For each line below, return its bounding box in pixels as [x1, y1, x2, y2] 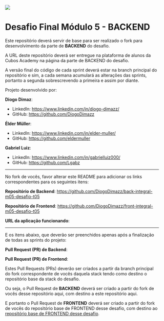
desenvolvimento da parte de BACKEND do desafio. [5, 43, 110, 49]
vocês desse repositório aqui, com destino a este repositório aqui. [5, 291, 138, 296]
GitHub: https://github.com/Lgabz [12, 159, 80, 165]
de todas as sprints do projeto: [5, 237, 67, 243]
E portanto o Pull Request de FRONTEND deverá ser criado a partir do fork [5, 300, 155, 306]
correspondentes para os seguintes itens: [5, 179, 89, 185]
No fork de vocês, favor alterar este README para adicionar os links [5, 173, 143, 179]
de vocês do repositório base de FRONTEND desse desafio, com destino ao [5, 305, 158, 311]
